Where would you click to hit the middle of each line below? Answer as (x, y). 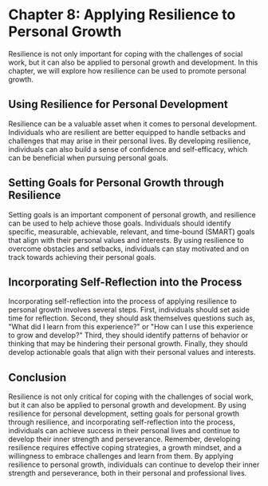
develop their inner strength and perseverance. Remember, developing (124, 439)
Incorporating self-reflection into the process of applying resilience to (122, 301)
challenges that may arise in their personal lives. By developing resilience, (130, 141)
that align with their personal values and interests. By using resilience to (126, 240)
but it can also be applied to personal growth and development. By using (127, 405)
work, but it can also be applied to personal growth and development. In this (133, 62)
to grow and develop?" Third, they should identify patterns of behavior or (128, 335)
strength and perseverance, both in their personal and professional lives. (128, 473)
